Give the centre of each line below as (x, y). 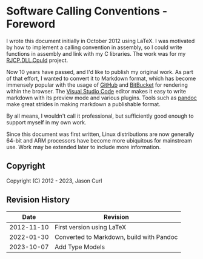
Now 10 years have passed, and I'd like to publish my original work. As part (100, 72)
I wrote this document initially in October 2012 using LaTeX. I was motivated (101, 41)
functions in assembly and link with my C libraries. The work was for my (96, 53)
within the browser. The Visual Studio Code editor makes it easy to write (96, 91)
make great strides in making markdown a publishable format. (83, 104)
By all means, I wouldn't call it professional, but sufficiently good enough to (100, 116)
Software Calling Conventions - (87, 11)
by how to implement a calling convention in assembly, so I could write (95, 47)
